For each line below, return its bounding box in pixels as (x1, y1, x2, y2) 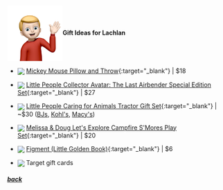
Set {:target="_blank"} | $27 (17, 89, 96, 97)
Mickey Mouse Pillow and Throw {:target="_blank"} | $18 (26, 67, 186, 75)
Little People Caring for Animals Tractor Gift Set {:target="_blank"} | (26, 102, 217, 110)
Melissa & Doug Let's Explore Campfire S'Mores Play (26, 123, 177, 132)
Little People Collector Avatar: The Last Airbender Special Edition (26, 80, 211, 89)
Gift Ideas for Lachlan (62, 28, 126, 37)
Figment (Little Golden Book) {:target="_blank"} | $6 (26, 144, 173, 153)
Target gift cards (26, 158, 74, 166)
